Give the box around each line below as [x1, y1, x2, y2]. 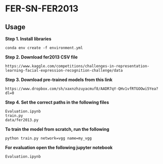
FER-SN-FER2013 [5, 3, 79, 14]
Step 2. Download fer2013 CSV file [5, 54, 78, 60]
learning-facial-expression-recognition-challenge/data [5, 68, 123, 73]
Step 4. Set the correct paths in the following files [5, 100, 109, 105]
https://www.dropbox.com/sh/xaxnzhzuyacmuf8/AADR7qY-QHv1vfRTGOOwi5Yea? [5, 86, 159, 91]
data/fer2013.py [5, 117, 39, 122]
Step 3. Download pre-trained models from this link [5, 77, 113, 82]
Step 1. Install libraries [5, 36, 52, 42]
